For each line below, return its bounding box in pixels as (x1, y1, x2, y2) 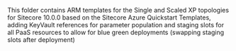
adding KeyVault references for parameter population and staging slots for (7, 21, 225, 29)
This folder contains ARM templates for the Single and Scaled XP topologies (7, 6, 229, 14)
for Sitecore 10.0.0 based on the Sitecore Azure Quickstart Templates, (7, 13, 211, 22)
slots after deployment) (7, 36, 76, 44)
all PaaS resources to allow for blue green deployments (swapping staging (7, 28, 225, 36)
